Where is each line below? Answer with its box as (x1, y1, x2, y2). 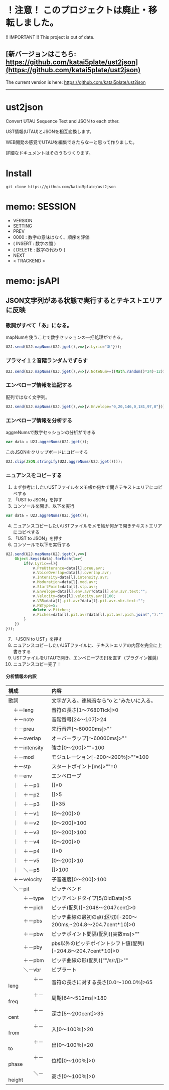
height (8, 1076, 24, 1083)
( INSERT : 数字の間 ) (13, 240, 56, 246)
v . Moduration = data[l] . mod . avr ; (32, 580, 98, 585)
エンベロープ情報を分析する (6, 417, 72, 424)
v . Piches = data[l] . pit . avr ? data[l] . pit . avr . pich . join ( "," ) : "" (32, 612, 163, 617)
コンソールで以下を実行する (13, 541, 71, 548)
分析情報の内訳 (6, 673, 37, 679)
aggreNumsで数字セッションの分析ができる (6, 429, 96, 435)
